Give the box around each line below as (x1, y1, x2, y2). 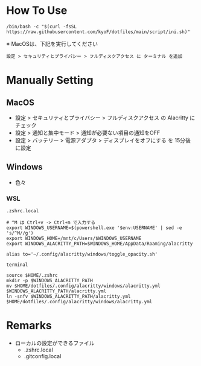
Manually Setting (6, 74, 94, 87)
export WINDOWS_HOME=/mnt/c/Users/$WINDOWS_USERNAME (6, 236, 142, 242)
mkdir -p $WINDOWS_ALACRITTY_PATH (6, 278, 94, 284)
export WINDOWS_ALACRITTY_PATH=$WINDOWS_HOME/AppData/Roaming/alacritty (6, 241, 193, 247)
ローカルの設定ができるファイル (14, 339, 95, 347)
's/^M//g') (6, 230, 34, 236)
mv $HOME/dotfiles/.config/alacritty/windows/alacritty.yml (6, 283, 161, 289)
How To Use (6, 4, 68, 17)
